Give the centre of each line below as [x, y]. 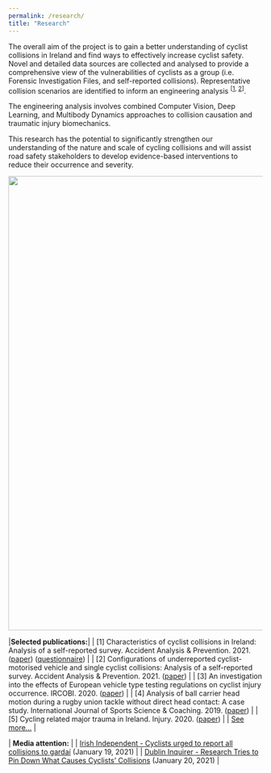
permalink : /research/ [46, 16]
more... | [22, 728]
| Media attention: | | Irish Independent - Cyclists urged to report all [121, 743]
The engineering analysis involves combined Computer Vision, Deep [122, 107]
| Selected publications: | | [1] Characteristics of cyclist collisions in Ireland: [132, 642]
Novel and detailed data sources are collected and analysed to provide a [129, 63]
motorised [25, 668]
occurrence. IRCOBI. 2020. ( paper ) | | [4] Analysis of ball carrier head [124, 693]
